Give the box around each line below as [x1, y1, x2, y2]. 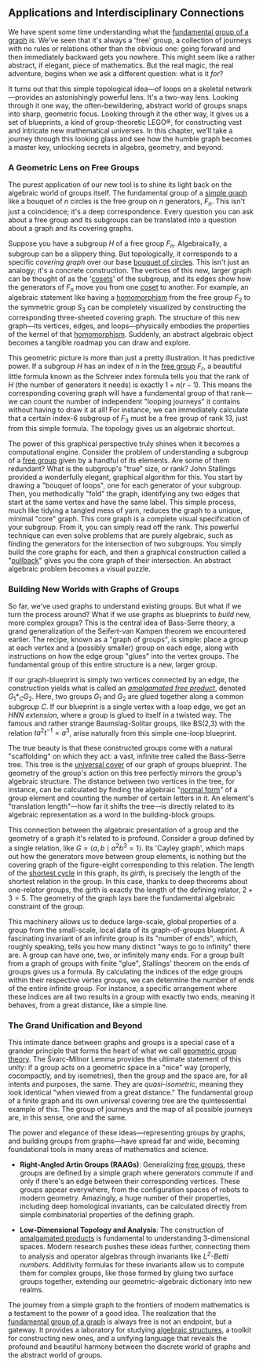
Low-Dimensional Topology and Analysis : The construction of [19, 1225, 225, 1235]
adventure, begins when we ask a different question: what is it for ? [8, 68, 224, 78]
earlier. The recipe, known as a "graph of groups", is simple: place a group [8, 634, 249, 644]
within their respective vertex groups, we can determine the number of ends [8, 975, 255, 985]
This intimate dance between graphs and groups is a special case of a [8, 1038, 236, 1047]
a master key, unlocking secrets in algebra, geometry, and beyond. [8, 142, 224, 152]
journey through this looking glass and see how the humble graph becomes [8, 133, 253, 144]
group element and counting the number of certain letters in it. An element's [8, 793, 254, 803]
